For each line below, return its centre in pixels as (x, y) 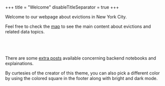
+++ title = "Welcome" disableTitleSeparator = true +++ (62, 7)
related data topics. (25, 32)
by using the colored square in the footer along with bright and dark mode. (82, 78)
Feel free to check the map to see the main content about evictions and (78, 26)
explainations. (19, 63)
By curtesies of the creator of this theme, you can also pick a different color (82, 73)
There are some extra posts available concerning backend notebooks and (81, 58)
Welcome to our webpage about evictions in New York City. (66, 17)
